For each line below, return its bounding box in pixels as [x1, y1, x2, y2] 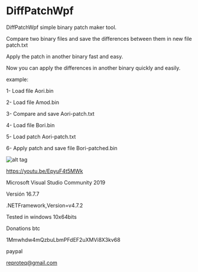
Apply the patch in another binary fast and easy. [6, 53, 124, 60]
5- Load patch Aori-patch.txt [6, 133, 76, 140]
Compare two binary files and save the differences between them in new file [6, 35, 192, 42]
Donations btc [6, 225, 40, 232]
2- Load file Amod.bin [6, 99, 59, 106]
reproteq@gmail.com [6, 259, 58, 266]
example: [6, 76, 28, 83]
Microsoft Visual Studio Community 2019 [6, 179, 106, 186]
